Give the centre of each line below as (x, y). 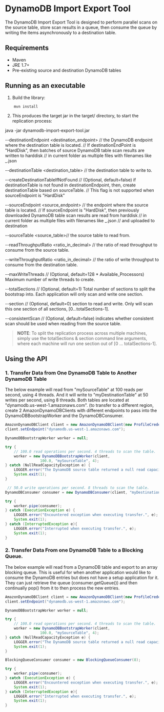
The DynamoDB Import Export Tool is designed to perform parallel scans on (81, 22)
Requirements (27, 48)
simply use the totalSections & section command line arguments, (82, 338)
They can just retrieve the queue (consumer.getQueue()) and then (71, 582)
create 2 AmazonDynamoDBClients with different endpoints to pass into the (81, 411)
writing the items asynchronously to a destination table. (61, 32)
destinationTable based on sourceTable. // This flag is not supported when (80, 190)
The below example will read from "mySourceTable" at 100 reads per (74, 390)
